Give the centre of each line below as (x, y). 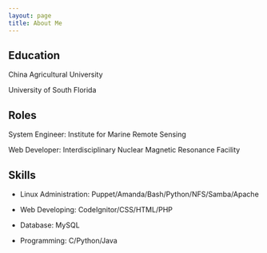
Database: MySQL (50, 225)
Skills (22, 175)
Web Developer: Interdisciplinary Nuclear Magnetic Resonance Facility (124, 150)
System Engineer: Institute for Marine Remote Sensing (97, 134)
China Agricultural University (56, 75)
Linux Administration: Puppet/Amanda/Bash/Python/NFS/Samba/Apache (139, 194)
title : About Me (35, 23)
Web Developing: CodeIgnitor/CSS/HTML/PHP (96, 209)
